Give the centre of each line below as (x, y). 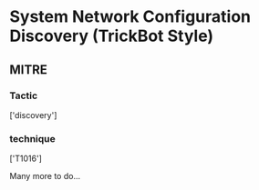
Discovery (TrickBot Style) (112, 36)
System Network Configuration (130, 17)
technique (33, 138)
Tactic (24, 95)
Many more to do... (45, 176)
